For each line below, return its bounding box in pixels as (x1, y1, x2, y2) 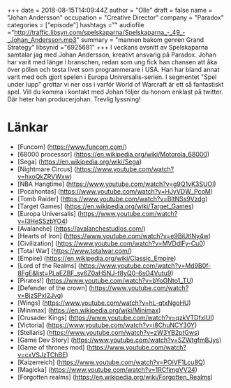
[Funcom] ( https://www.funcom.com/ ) (17, 143, 128, 151)
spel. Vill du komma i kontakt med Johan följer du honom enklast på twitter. (7, 87, 223, 96)
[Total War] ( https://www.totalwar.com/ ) (17, 246, 133, 254)
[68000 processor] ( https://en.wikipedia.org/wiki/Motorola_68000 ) (17, 150, 210, 158)
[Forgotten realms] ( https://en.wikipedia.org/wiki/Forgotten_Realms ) (17, 373, 213, 381)
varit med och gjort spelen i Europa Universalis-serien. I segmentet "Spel (7, 73, 217, 81)
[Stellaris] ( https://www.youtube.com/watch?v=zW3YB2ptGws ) (17, 328, 200, 336)
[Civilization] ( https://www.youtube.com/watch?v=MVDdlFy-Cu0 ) (17, 239, 206, 247)
